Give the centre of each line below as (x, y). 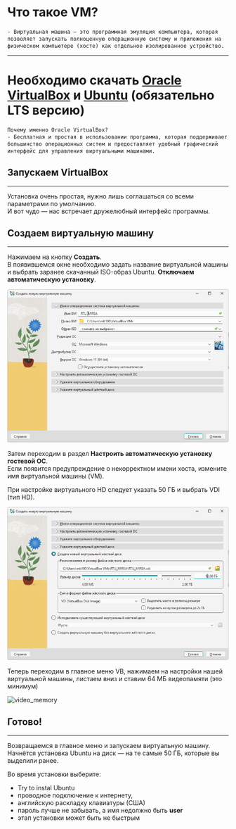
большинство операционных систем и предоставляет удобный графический (113, 144)
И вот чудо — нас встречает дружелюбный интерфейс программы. (109, 211)
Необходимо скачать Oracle (94, 81)
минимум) (23, 686)
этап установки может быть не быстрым (79, 818)
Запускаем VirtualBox (58, 173)
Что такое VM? (53, 12)
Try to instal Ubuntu (46, 787)
